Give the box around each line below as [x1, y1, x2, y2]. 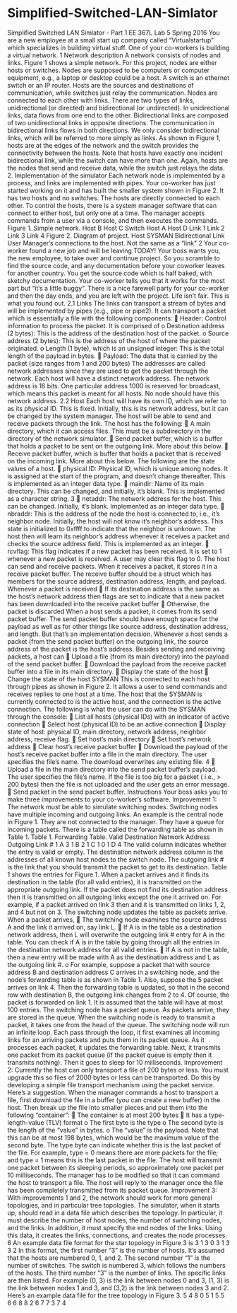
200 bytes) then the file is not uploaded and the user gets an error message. [7, 780, 229, 788]
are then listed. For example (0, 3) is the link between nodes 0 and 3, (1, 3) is [7, 1276, 230, 1285]
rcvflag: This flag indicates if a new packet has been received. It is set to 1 [7, 547, 222, 555]
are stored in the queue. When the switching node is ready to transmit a [7, 1013, 216, 1022]
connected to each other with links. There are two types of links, [7, 96, 195, 104]
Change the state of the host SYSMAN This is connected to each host [7, 674, 210, 683]
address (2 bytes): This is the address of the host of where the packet [7, 336, 210, 345]
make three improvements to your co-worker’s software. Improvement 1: [7, 794, 217, 804]
